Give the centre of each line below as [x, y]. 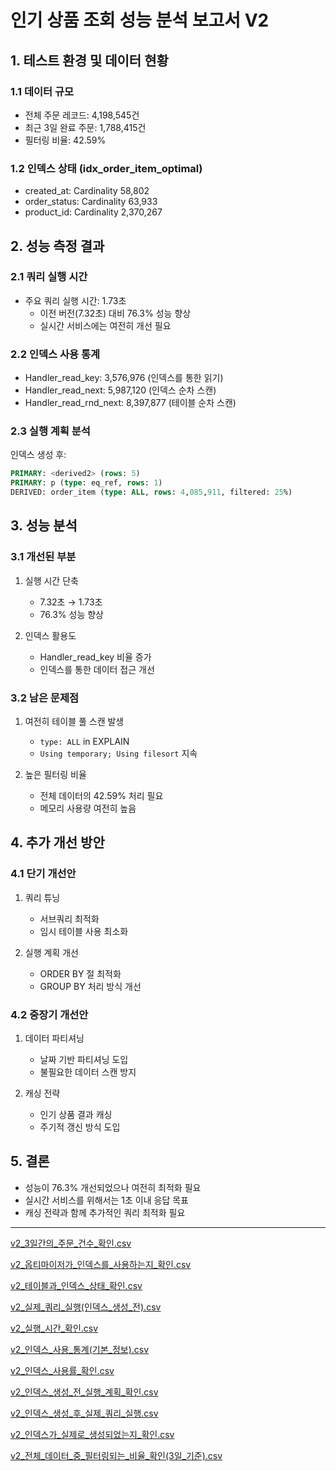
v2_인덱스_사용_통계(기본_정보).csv [80, 1349]
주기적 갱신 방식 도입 [80, 1127]
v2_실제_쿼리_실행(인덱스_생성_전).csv [86, 1307]
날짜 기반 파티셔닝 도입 [84, 1060]
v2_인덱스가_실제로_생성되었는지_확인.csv [92, 1434]
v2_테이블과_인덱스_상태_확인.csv [76, 1285]
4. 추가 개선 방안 [57, 842]
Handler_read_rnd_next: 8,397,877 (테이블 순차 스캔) [130, 403]
